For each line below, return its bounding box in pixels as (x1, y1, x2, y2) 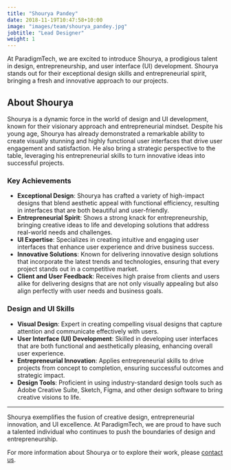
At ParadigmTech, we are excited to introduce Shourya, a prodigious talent (7, 54, 218, 63)
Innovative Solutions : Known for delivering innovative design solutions (16, 250, 219, 258)
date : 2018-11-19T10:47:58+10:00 (7, 17, 103, 23)
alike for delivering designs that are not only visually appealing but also (16, 280, 219, 288)
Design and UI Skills (7, 304, 75, 314)
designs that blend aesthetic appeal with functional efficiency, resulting (16, 199, 220, 207)
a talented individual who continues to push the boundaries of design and (7, 427, 215, 436)
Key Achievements (7, 176, 71, 185)
